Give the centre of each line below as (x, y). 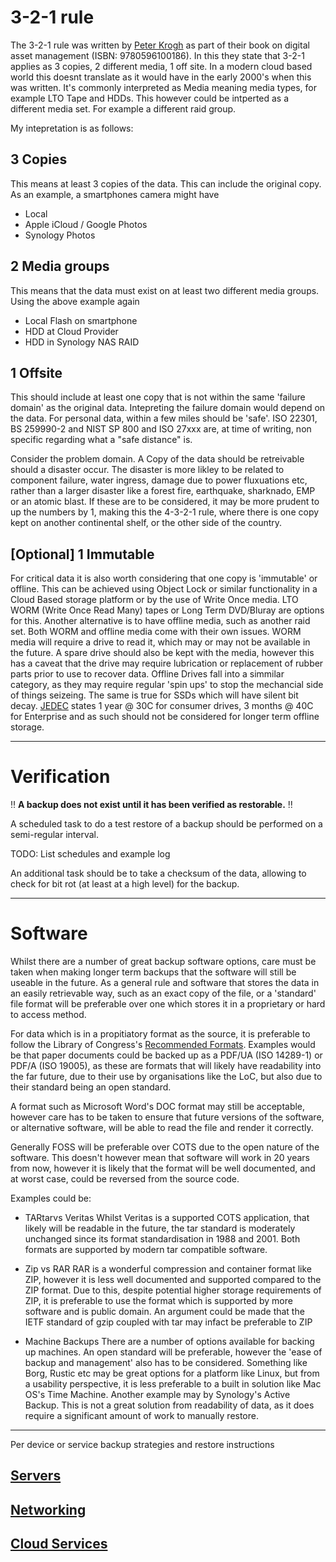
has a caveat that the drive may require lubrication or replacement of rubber (167, 663)
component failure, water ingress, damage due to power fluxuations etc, (159, 480)
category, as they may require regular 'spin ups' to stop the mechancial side (167, 685)
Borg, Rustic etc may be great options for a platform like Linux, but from (172, 1373)
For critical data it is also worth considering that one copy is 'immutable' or (164, 578)
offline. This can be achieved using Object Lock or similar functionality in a (164, 589)
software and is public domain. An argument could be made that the (164, 1312)
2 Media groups (60, 266)
